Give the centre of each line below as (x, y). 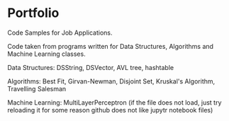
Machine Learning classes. (47, 54)
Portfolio (33, 13)
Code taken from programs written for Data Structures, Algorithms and (111, 46)
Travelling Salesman (37, 88)
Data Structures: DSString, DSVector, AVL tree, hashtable (91, 67)
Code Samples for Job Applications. (60, 33)
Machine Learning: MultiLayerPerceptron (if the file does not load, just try (114, 102)
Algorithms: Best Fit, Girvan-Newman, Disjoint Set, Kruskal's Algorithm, (111, 81)
